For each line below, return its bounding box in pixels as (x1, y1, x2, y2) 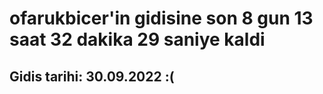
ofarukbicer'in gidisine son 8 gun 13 (9, 7, 314, 30)
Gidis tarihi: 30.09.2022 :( (9, 68, 175, 85)
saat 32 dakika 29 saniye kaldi (9, 28, 266, 51)
